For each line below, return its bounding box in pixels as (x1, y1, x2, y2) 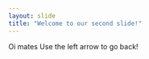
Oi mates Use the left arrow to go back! (8, 41, 139, 51)
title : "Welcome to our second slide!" (8, 19, 143, 27)
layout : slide (8, 11, 56, 20)
